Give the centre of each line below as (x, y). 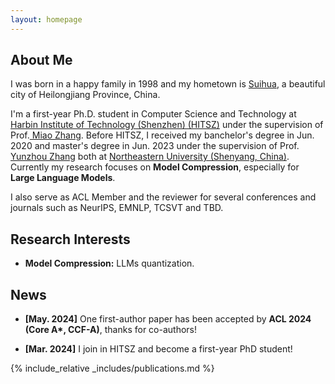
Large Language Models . (63, 178)
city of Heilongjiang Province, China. (85, 95)
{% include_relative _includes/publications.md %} (112, 368)
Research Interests (70, 239)
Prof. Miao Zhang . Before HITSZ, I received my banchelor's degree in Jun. (162, 135)
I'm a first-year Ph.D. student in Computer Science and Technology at (153, 114)
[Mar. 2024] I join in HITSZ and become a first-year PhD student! (158, 349)
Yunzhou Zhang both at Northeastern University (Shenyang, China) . (150, 157)
